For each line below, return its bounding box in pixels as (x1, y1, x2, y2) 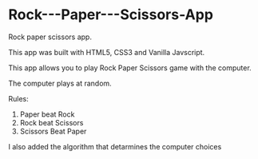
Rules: (8, 93, 30, 103)
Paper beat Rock (19, 109, 75, 119)
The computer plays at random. (8, 78, 112, 88)
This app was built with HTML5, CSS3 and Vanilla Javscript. (8, 47, 205, 57)
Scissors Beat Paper (19, 126, 87, 136)
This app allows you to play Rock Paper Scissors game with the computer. (8, 62, 252, 73)
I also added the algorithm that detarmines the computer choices (8, 141, 222, 151)
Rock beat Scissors (19, 117, 84, 127)
